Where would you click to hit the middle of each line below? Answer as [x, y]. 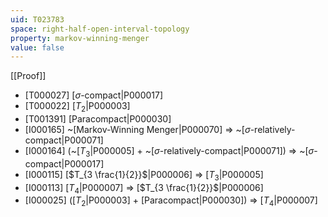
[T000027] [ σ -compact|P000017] [94, 95]
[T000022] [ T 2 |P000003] [77, 107]
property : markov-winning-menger [80, 38]
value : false [37, 47]
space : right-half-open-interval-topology [100, 29]
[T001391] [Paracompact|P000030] [98, 119]
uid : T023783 [37, 19]
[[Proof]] [28, 76]
